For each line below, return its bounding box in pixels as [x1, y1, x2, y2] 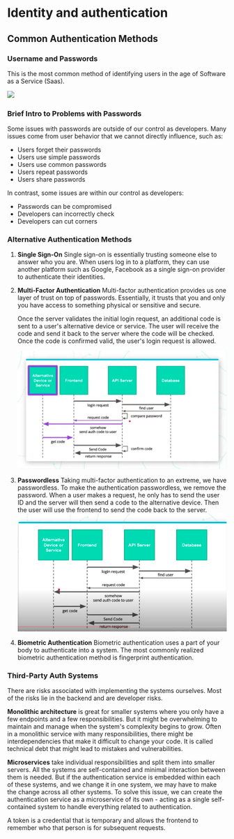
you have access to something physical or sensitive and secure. [17, 301, 201, 309]
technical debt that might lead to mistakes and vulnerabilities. [7, 745, 183, 753]
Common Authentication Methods [7, 33, 159, 45]
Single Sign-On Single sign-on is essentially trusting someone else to [17, 250, 217, 259]
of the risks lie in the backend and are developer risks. [7, 694, 163, 703]
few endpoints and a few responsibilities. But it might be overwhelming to [7, 715, 218, 724]
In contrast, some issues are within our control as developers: [7, 189, 185, 197]
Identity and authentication [7, 5, 169, 21]
